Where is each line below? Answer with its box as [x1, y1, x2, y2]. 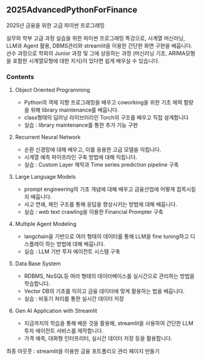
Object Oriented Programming [15, 86, 91, 94]
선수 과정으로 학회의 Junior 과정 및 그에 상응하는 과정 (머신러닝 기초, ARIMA [6, 50, 186, 57]
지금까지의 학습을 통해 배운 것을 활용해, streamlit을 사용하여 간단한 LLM [24, 320, 194, 327]
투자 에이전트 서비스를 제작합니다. [24, 327, 104, 335]
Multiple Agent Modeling [15, 220, 77, 228]
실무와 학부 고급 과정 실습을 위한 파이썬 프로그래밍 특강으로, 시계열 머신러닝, [6, 34, 186, 42]
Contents [6, 72, 34, 81]
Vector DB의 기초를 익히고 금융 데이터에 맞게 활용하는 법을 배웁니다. [24, 288, 185, 295]
